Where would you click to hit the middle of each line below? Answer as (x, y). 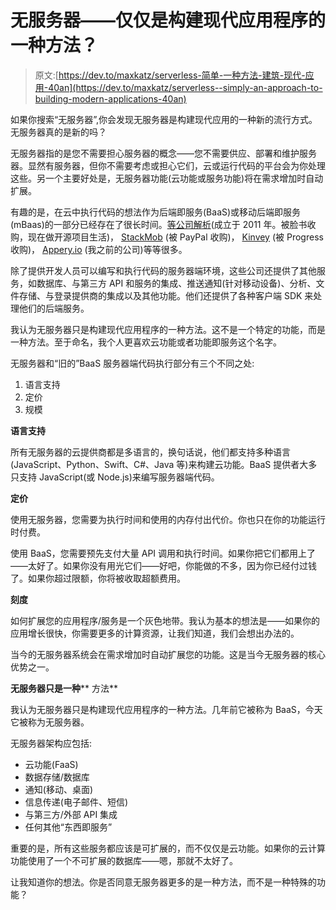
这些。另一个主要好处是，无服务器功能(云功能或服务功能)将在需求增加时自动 (167, 178)
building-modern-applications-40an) (110, 98)
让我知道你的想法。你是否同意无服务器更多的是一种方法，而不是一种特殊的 (163, 882)
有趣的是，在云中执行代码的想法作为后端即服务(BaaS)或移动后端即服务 (156, 212)
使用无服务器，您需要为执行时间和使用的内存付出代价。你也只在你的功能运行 (168, 519)
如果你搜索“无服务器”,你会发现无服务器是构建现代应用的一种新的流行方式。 (164, 119)
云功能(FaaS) (51, 764)
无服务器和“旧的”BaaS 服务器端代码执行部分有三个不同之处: (132, 363)
